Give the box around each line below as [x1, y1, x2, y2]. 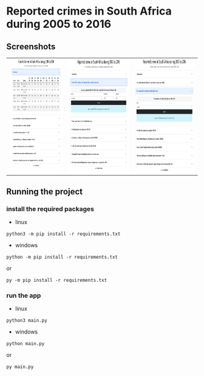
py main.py [6, 364, 34, 370]
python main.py [6, 341, 45, 347]
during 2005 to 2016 [6, 17, 111, 31]
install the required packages [6, 205, 94, 213]
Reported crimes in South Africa [6, 4, 172, 18]
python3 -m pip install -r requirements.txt [6, 231, 121, 237]
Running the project [6, 186, 83, 197]
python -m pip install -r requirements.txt [6, 254, 118, 260]
